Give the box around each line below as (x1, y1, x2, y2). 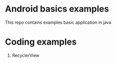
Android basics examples (5, 3, 109, 15)
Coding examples (5, 36, 77, 47)
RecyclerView (12, 52, 40, 58)
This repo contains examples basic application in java (5, 19, 112, 25)
